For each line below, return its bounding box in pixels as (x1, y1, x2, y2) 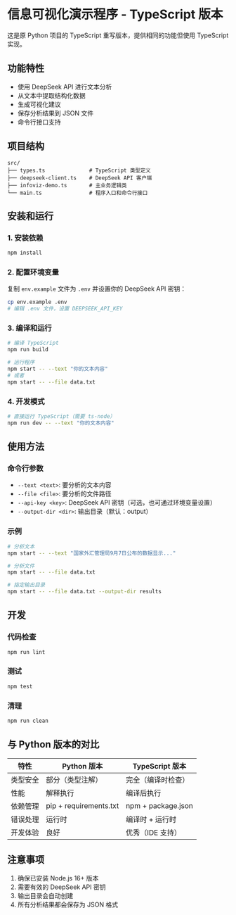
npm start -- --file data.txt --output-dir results (7, 588, 162, 595)
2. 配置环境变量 (7, 267, 60, 277)
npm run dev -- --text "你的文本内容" (7, 419, 114, 427)
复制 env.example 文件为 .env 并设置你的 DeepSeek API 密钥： (7, 284, 187, 293)
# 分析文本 (7, 543, 35, 550)
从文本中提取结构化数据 (17, 91, 86, 99)
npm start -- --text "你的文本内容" (7, 365, 108, 373)
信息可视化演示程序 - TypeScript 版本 (7, 6, 223, 23)
